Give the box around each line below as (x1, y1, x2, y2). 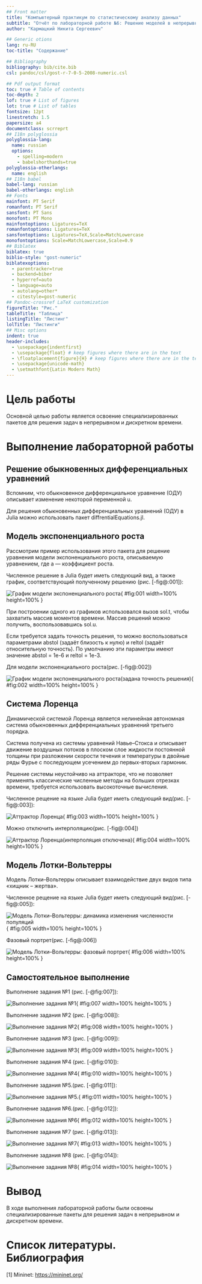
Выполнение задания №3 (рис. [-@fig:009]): (6, 1035, 120, 1042)
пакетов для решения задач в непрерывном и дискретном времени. (6, 418, 183, 426)
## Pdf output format (6, 81, 61, 87)
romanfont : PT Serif (6, 204, 58, 210)
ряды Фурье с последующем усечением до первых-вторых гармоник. (6, 758, 188, 766)
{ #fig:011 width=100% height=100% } (78, 1094, 173, 1101)
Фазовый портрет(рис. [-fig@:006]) (6, 937, 97, 944)
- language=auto (11, 283, 52, 289)
